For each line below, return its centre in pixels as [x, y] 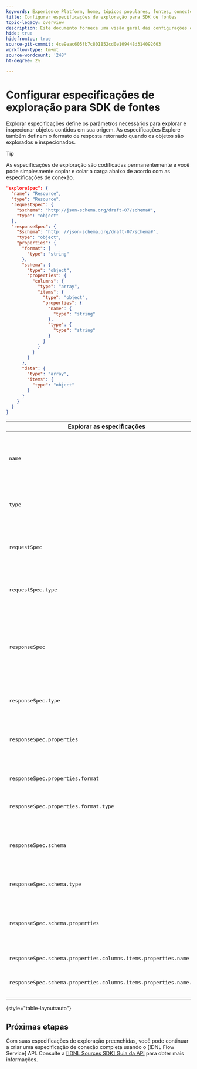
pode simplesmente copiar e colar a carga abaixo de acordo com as [88, 172]
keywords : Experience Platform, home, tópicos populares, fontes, [89, 11]
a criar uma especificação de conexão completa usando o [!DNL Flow [90, 1047]
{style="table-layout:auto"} [39, 1009]
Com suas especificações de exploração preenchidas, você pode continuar [97, 1041]
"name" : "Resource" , [36, 194]
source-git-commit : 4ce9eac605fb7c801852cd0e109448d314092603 [84, 45]
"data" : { [33, 369]
